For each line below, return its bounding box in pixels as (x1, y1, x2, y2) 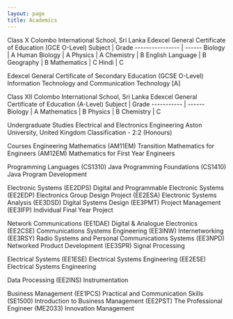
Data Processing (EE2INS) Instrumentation (7, 276, 129, 284)
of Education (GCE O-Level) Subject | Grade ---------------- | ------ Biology (7, 43, 225, 52)
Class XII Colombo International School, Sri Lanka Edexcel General (7, 92, 198, 101)
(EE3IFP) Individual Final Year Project (7, 205, 113, 214)
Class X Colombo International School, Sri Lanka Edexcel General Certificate (7, 36, 226, 44)
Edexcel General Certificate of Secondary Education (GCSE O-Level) (7, 71, 204, 80)
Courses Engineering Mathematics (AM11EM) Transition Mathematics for (7, 141, 215, 150)
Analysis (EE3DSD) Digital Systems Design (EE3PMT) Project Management (7, 198, 221, 206)
